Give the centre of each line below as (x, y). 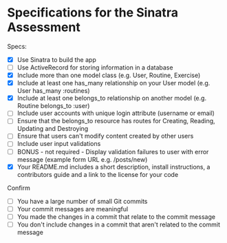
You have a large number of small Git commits (82, 201)
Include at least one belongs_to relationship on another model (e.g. (112, 98)
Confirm (19, 188)
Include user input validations (59, 144)
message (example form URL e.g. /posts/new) (82, 159)
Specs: (17, 46)
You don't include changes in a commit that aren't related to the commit (118, 224)
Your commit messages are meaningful (73, 209)
